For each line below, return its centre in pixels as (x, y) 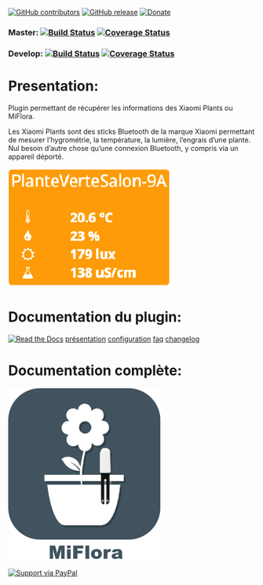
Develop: (26, 53)
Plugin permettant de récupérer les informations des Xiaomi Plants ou (121, 108)
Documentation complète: (95, 370)
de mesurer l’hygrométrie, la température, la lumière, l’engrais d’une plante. (130, 140)
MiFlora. (22, 116)
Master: (24, 32)
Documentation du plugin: (95, 316)
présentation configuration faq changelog (133, 339)
